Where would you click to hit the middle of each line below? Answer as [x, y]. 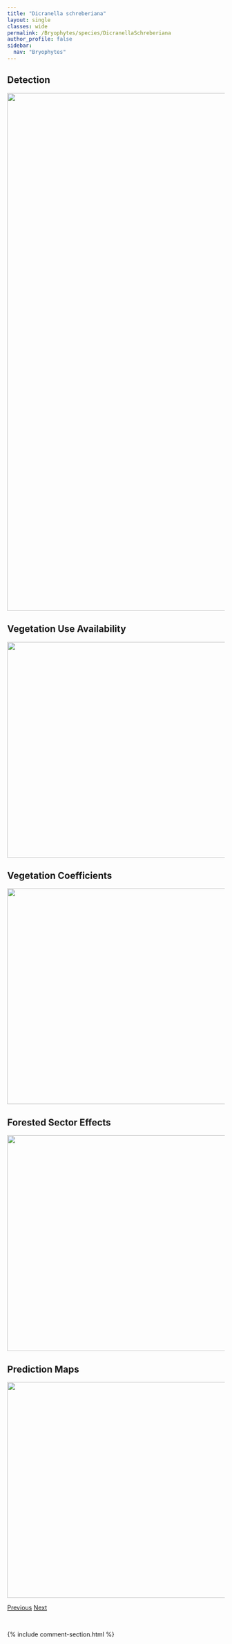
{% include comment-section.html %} [61, 1634]
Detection [29, 80]
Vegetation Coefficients [60, 875]
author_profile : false [40, 39]
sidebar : [20, 46]
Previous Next [27, 1607]
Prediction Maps [43, 1369]
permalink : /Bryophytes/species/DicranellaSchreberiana [89, 33]
